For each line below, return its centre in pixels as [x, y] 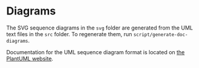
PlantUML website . [30, 58]
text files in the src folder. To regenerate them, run [69, 34]
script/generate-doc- [160, 34]
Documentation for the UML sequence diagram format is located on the [96, 52]
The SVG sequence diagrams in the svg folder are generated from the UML [99, 28]
